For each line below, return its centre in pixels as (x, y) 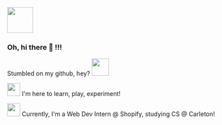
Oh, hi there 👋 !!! (35, 47)
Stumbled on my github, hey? (49, 74)
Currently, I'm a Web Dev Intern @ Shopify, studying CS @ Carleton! (118, 114)
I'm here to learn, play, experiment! (71, 94)
